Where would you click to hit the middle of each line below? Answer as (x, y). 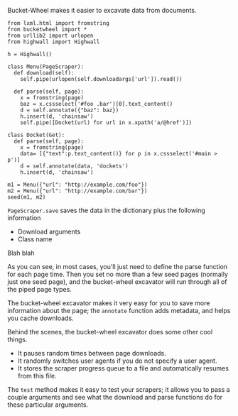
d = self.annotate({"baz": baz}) (70, 110)
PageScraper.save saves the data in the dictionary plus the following (107, 210)
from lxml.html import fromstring (59, 23)
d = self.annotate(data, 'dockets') (75, 166)
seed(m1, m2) (27, 197)
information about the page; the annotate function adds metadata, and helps (119, 311)
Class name (35, 239)
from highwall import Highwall (54, 42)
